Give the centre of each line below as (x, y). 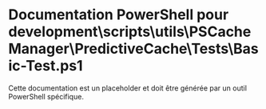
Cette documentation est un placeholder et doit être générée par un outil (128, 88)
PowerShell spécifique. (46, 96)
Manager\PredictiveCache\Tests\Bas (133, 49)
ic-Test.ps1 (46, 66)
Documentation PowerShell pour (119, 15)
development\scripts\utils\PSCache (130, 32)
